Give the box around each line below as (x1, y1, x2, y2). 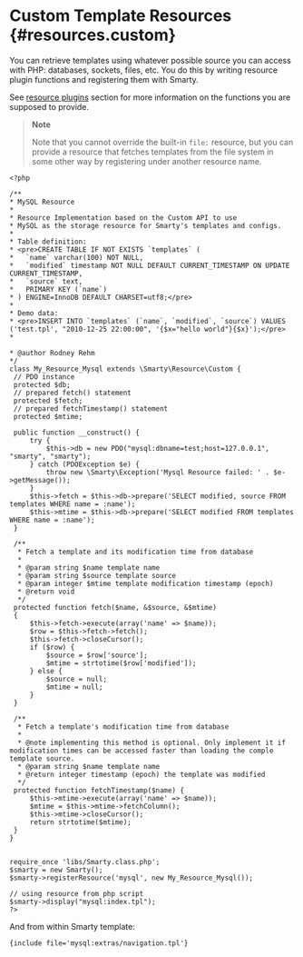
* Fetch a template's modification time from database (17, 722, 230, 732)
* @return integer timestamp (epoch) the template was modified (17, 770, 266, 779)
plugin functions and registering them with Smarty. (9, 74, 200, 85)
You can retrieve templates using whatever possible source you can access (9, 55, 292, 65)
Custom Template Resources (9, 5, 232, 26)
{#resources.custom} (9, 25, 177, 45)
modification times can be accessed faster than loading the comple (9, 746, 274, 755)
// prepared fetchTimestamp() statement (13, 404, 169, 414)
